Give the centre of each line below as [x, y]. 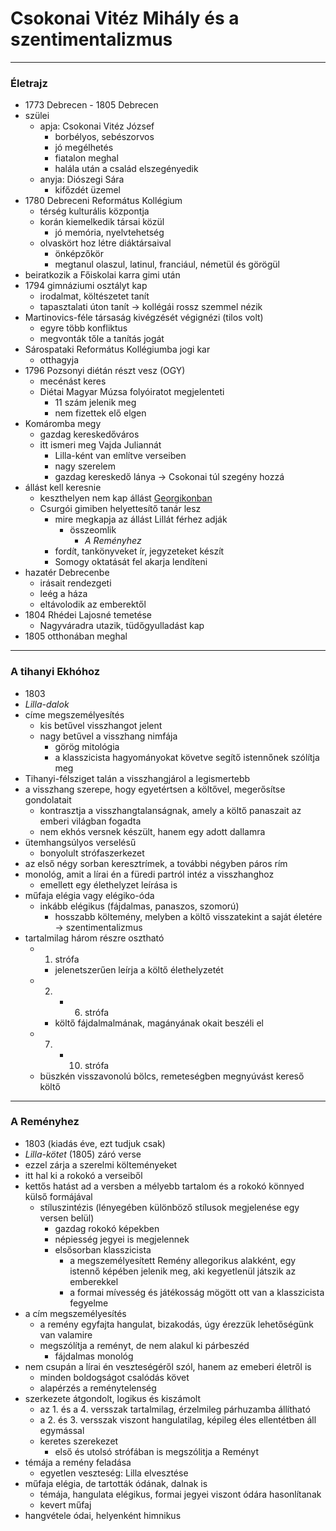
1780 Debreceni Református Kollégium [103, 201]
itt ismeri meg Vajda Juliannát [100, 445]
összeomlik [93, 530]
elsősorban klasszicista [103, 1249]
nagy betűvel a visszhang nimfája [108, 736]
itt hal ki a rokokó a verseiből [83, 1175]
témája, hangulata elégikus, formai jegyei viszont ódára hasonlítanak [180, 1494]
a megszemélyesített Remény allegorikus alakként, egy [183, 1260]
